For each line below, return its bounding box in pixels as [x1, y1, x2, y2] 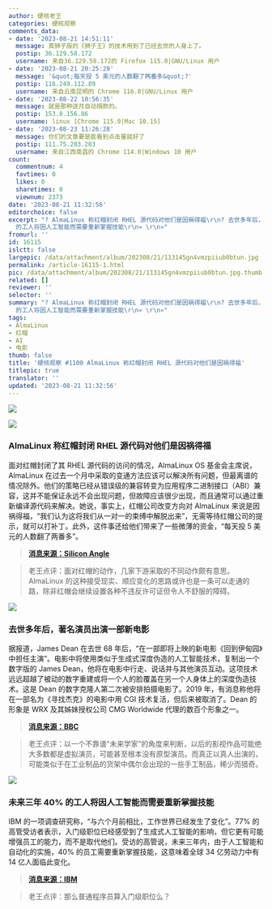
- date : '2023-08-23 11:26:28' [8, 125, 114, 133]
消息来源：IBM [28, 874, 79, 885]
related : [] [8, 276, 49, 284]
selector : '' [8, 291, 53, 299]
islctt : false [8, 246, 57, 254]
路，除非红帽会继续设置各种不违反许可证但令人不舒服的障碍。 [28, 586, 235, 596]
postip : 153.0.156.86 [15, 110, 89, 118]
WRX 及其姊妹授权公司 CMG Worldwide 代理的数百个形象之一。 [31, 704, 244, 714]
